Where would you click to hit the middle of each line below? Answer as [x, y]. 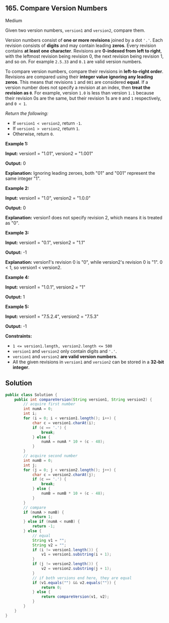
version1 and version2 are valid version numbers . [65, 356]
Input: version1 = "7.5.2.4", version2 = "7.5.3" [52, 316]
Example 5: [17, 306]
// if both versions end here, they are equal [82, 578]
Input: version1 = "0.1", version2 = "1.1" [45, 243]
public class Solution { [31, 395]
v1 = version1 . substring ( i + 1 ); [76, 555]
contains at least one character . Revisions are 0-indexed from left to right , [84, 51]
